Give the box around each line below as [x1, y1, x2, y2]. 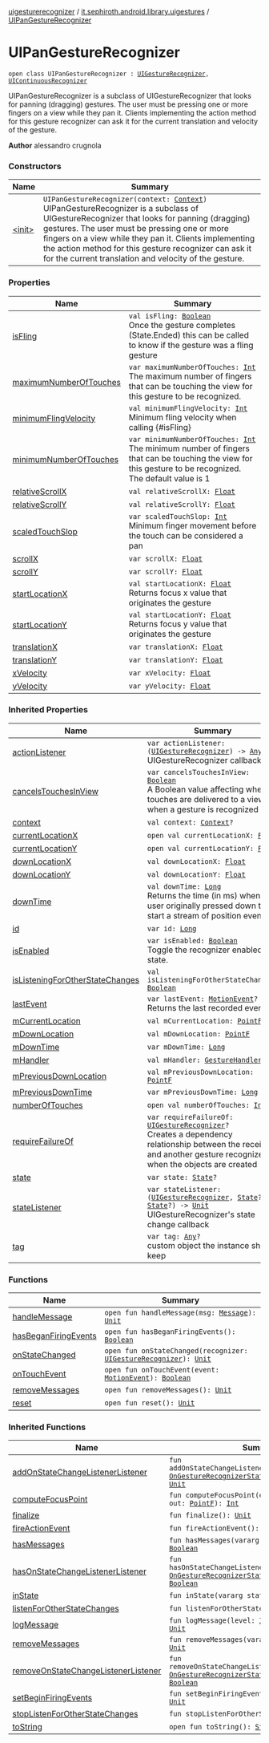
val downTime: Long [147, 882, 222, 891]
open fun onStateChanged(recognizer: [104, 1347, 248, 1356]
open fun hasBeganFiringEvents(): [104, 1328, 236, 1336]
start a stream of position [147, 910, 242, 921]
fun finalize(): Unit [169, 1511, 251, 1520]
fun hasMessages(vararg [169, 1536, 260, 1545]
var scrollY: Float [128, 567, 203, 576]
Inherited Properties [8, 704, 88, 715]
